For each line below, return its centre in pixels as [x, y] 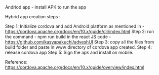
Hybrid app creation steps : [33, 17]
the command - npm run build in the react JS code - [58, 37]
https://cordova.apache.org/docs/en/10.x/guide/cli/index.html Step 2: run [79, 31]
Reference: [16, 62]
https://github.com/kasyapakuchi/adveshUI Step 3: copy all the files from [79, 42]
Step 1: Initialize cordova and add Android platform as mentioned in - [75, 26]
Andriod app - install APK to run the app [46, 7]
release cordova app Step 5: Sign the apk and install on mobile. [69, 52]
